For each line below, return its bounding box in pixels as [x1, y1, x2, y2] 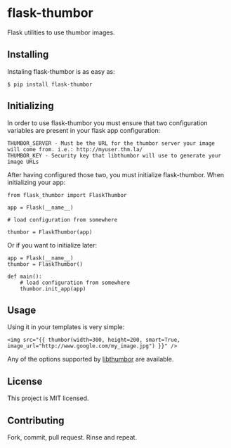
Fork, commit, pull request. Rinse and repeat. [7, 433, 138, 441]
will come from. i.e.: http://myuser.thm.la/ [7, 146, 143, 153]
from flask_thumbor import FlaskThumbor [7, 191, 128, 198]
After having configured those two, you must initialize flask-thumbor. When [7, 170, 225, 179]
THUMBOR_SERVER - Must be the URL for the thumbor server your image [7, 139, 216, 147]
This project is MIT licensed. [7, 394, 89, 402]
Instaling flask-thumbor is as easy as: [7, 67, 115, 75]
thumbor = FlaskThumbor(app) [7, 229, 93, 236]
